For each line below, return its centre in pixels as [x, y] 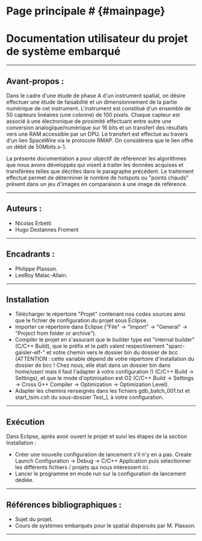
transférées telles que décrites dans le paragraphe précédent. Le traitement [100, 171]
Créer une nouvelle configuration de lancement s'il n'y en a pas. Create [103, 455]
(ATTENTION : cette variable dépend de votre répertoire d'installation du [104, 359]
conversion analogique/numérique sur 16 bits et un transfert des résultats [97, 127]
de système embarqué [63, 52]
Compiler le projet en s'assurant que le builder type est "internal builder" [105, 340]
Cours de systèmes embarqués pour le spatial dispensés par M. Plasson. [105, 526]
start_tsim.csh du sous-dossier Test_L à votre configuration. [89, 397]
